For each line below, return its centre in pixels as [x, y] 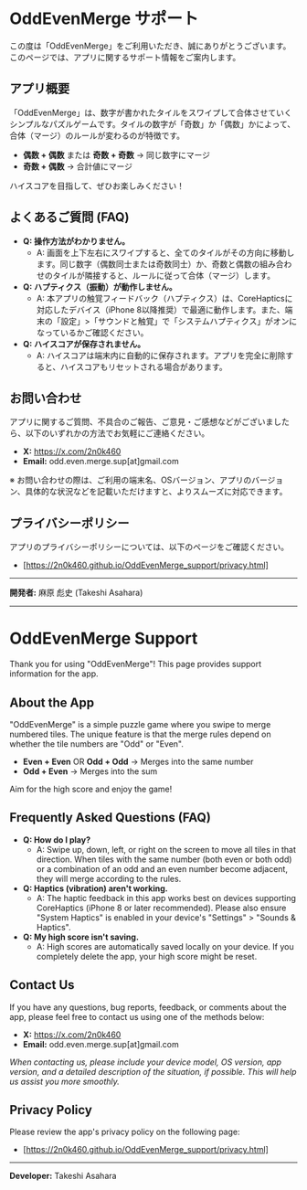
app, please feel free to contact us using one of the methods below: [137, 1016]
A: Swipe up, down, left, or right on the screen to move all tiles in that [166, 849]
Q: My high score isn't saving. [81, 937]
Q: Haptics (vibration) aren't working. [95, 888]
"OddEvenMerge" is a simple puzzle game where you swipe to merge [140, 724]
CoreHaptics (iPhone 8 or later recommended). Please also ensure [161, 908]
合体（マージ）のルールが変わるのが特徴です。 [97, 135]
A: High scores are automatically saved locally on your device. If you [165, 946]
